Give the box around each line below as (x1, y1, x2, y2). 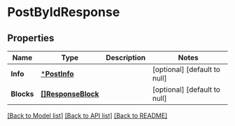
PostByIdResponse (7, 4, 120, 20)
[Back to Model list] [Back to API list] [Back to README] (7, 111, 168, 120)
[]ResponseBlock (41, 89, 99, 99)
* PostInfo (41, 69, 74, 78)
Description (106, 53, 145, 62)
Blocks (10, 89, 34, 99)
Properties (7, 32, 55, 44)
